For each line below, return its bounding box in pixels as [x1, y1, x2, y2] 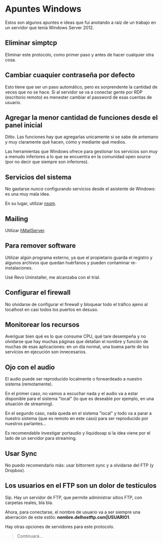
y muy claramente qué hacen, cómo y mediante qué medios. [5, 139, 127, 145]
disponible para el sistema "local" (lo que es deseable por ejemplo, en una [5, 396, 154, 402]
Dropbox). [5, 468, 25, 473]
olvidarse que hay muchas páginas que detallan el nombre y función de [5, 339, 148, 344]
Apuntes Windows [5, 3, 82, 15]
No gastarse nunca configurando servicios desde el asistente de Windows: [5, 186, 156, 192]
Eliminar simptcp [5, 39, 57, 47]
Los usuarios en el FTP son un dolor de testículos [5, 482, 157, 490]
